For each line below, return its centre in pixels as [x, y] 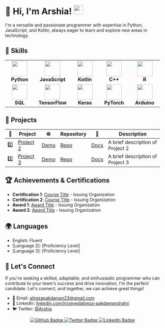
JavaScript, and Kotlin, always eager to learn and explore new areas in [76, 30]
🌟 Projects [21, 120]
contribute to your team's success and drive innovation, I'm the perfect [77, 283]
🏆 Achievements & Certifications [57, 180]
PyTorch [114, 102]
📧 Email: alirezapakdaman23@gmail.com [53, 298]
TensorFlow [53, 102]
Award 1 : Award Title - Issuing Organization [56, 205]
